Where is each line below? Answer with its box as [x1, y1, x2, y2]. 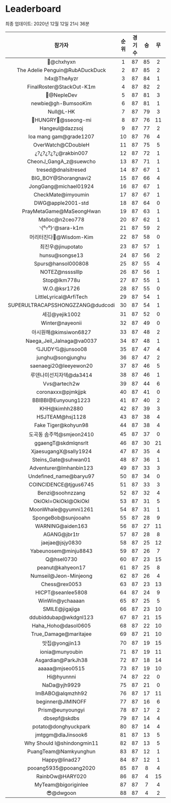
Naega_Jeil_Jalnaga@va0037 [25, 337, 98, 344]
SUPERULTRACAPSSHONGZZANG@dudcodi [8, 301, 116, 309]
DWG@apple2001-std [34, 199, 89, 206]
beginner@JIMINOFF [36, 698, 87, 705]
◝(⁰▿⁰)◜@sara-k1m [39, 224, 84, 231]
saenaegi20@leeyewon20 [30, 362, 93, 369]
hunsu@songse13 [39, 251, 83, 258]
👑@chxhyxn [47, 58, 76, 65]
